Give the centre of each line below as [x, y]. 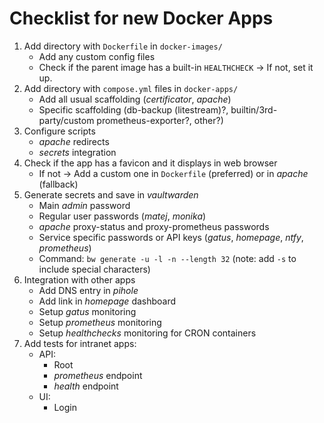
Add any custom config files [97, 56]
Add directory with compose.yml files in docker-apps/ [131, 88]
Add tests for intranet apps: [80, 343]
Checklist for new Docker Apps [141, 18]
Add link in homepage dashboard [107, 301]
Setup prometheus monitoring [100, 322]
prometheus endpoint [98, 375]
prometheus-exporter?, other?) [160, 120]
